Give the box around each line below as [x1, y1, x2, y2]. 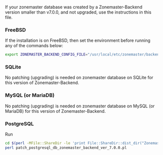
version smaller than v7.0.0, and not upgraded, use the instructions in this [5, 9, 152, 15]
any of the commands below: [5, 43, 63, 49]
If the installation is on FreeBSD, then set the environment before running [5, 37, 150, 43]
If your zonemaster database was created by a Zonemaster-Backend [5, 4, 143, 10]
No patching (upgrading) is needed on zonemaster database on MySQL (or [5, 103, 155, 109]
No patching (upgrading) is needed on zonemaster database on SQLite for [5, 75, 154, 81]
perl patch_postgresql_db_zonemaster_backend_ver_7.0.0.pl [5, 145, 127, 150]
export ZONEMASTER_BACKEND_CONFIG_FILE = [5, 52, 88, 57]
